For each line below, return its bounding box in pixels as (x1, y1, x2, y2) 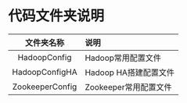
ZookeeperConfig (12, 81, 77, 92)
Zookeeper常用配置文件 (85, 81, 172, 92)
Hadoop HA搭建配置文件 (85, 67, 174, 78)
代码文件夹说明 (8, 7, 105, 25)
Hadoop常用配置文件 (85, 52, 162, 63)
